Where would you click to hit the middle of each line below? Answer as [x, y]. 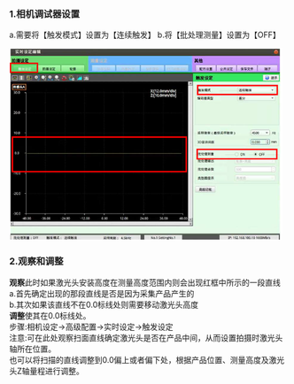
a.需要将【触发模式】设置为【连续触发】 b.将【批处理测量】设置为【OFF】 [145, 35]
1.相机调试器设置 [45, 13]
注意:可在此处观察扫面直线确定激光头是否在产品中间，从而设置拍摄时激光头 [146, 337]
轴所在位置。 [32, 349]
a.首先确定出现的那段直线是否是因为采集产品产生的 [102, 293]
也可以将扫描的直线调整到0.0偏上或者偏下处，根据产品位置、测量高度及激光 [147, 359]
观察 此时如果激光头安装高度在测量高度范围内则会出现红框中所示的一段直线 [145, 282]
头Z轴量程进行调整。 [46, 371]
